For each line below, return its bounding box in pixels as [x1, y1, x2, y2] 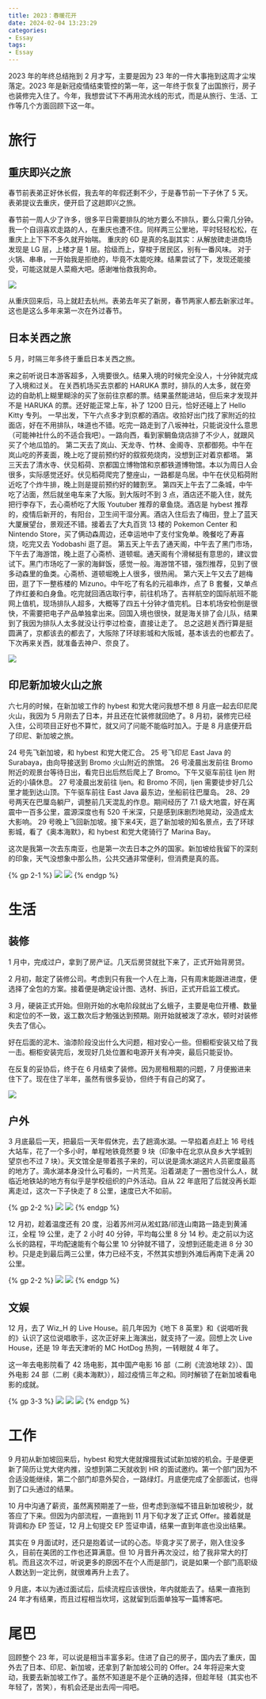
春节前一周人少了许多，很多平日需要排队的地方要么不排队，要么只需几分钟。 [8, 215, 258, 224]
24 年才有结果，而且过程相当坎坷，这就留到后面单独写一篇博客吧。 [8, 1594, 227, 1604]
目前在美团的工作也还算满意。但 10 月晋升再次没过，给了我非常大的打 [21, 1548, 249, 1557]
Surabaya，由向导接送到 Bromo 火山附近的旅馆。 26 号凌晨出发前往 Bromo [8, 758, 253, 767]
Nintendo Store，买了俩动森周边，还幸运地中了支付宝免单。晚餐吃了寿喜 [8, 529, 245, 539]
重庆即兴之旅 [8, 166, 71, 179]
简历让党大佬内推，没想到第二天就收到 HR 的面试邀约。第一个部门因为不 [21, 1464, 258, 1474]
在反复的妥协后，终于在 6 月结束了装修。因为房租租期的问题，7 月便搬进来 [8, 1063, 252, 1074]
